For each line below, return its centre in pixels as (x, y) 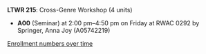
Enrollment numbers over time (50, 43)
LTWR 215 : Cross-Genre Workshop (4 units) (70, 10)
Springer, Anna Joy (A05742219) (64, 30)
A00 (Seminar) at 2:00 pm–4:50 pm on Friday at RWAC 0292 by (108, 23)
